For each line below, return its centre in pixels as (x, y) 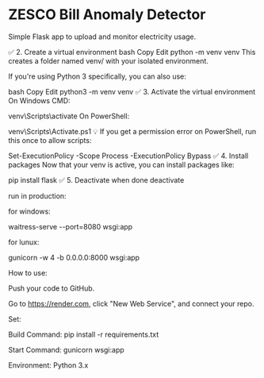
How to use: (28, 272)
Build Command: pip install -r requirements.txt (84, 334)
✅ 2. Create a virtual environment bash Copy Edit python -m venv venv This (132, 52)
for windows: (30, 211)
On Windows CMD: (39, 100)
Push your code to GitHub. (52, 288)
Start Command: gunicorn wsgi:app (66, 349)
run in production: (37, 195)
